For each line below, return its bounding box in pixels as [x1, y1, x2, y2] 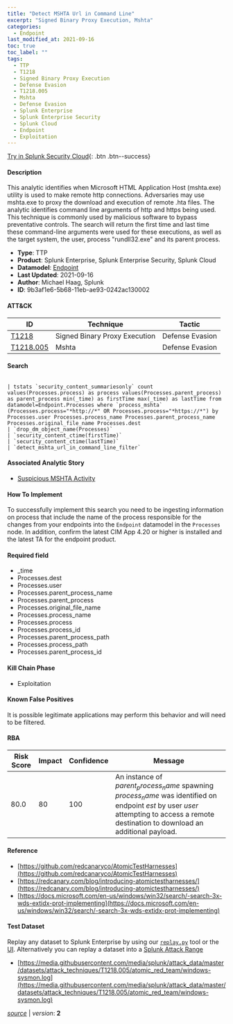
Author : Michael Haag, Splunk [17, 278, 104, 287]
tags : [7, 56, 23, 63]
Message [153, 756, 185, 766]
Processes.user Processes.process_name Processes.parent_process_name [7, 413, 216, 421]
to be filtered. [7, 718, 46, 726]
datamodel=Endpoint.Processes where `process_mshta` [7, 401, 163, 408]
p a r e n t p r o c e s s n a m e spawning [115, 781, 214, 792]
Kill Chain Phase [7, 664, 55, 672]
